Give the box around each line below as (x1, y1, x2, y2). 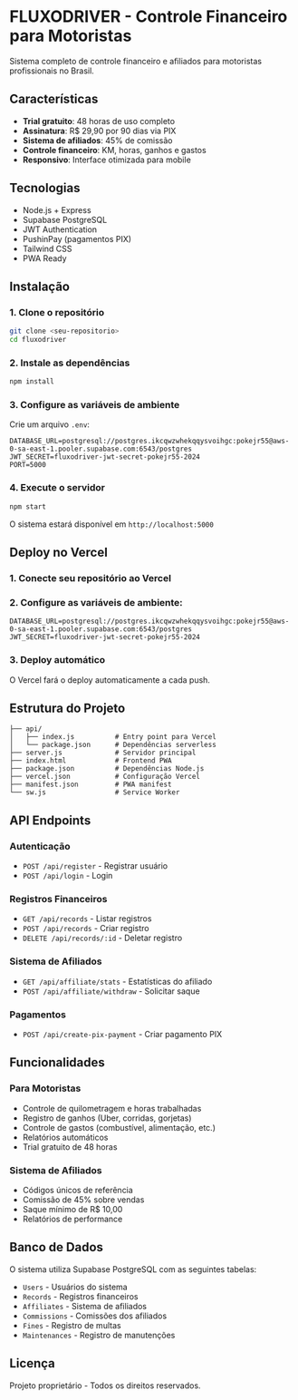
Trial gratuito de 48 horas (22, 1141, 118, 1152)
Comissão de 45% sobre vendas (22, 1194, 145, 1205)
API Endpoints (9, 812, 91, 828)
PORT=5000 (9, 461, 47, 470)
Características (9, 92, 99, 107)
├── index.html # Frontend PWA (9, 756, 172, 765)
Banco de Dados (9, 1240, 104, 1255)
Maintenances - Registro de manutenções (22, 1329, 176, 1340)
